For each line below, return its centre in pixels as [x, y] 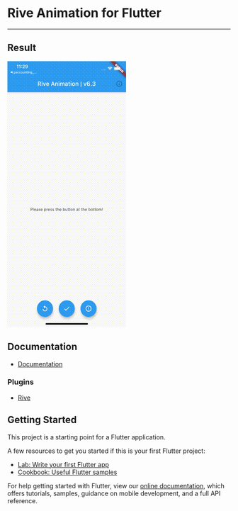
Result [22, 48]
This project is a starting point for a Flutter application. [86, 437]
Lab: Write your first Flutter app [63, 464]
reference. [22, 500]
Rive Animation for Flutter [84, 13]
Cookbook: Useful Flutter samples [67, 472]
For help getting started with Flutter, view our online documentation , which [116, 485]
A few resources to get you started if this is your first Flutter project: [106, 451]
